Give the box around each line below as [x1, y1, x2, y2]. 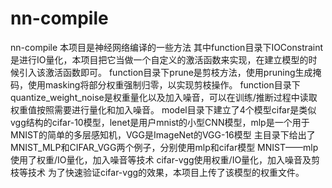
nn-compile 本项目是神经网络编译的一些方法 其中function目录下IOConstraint [10, 41, 324, 53]
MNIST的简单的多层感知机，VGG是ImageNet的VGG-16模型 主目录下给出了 [10, 128, 316, 141]
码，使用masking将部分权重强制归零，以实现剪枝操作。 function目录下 [10, 78, 301, 91]
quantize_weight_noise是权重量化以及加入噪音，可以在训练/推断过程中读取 [10, 91, 318, 103]
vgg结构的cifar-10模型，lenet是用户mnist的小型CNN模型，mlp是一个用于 [10, 116, 310, 128]
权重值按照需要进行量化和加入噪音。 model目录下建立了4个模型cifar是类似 [10, 103, 317, 116]
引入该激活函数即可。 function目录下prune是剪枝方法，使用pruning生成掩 [18, 66, 322, 78]
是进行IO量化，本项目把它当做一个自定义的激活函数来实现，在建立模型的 [10, 53, 309, 66]
